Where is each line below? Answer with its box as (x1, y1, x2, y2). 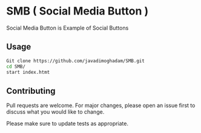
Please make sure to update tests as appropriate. (6, 120, 129, 128)
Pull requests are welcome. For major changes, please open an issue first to (6, 102, 196, 109)
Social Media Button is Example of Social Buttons (6, 24, 129, 31)
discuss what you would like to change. (6, 108, 105, 115)
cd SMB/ (6, 63, 26, 70)
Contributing (6, 86, 56, 96)
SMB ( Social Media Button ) (6, 4, 149, 18)
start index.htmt (6, 69, 50, 75)
